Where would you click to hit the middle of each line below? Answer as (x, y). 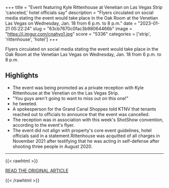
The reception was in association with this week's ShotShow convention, (88, 120)
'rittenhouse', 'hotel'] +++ (32, 39)
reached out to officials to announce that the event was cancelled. (81, 114)
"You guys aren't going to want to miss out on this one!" (70, 98)
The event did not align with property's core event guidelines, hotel (82, 130)
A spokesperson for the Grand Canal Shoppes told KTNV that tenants (84, 109)
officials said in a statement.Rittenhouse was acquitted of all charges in (86, 136)
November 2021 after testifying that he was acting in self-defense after (86, 141)
